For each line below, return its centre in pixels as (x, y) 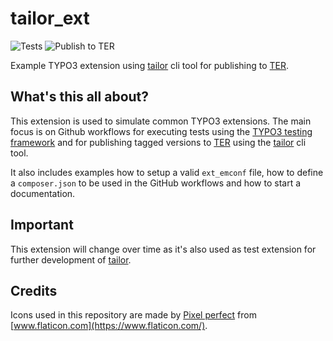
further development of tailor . (71, 259)
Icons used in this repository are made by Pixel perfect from (133, 315)
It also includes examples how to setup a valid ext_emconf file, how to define (167, 172)
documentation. (43, 193)
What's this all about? (80, 97)
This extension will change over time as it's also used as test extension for (163, 249)
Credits (34, 290)
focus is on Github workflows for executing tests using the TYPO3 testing (161, 131)
